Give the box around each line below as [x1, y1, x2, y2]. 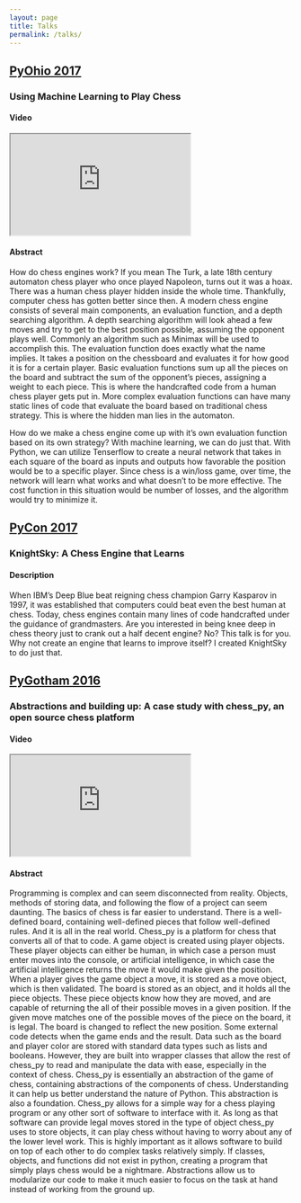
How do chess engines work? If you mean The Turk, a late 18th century [9, 267, 272, 278]
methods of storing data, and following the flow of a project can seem [9, 897, 268, 908]
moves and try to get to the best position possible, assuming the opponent [9, 325, 285, 335]
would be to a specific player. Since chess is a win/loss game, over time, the [9, 466, 292, 477]
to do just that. [9, 646, 63, 657]
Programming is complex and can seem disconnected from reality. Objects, [9, 887, 288, 899]
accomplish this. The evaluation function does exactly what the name [9, 343, 266, 354]
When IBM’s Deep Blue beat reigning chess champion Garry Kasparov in [9, 590, 277, 601]
